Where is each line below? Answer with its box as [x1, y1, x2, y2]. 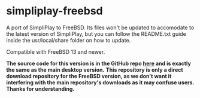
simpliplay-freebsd [6, 4, 103, 18]
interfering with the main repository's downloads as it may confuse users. [6, 79, 195, 86]
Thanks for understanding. [6, 85, 75, 92]
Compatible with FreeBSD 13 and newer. [6, 48, 105, 55]
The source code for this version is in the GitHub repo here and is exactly [6, 60, 192, 67]
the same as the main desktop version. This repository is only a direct [6, 66, 184, 73]
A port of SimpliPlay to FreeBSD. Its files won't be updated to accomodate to [6, 24, 195, 31]
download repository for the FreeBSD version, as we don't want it [6, 72, 172, 79]
